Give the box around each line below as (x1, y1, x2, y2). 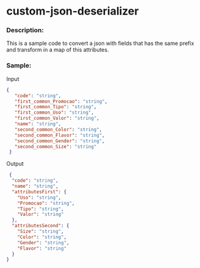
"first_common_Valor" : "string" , (14, 115, 99, 122)
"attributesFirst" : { (12, 188, 67, 195)
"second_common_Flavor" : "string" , (14, 132, 105, 138)
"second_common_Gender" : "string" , (14, 138, 105, 144)
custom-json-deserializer (6, 4, 139, 18)
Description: (6, 26, 44, 35)
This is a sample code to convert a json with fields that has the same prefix (6, 40, 195, 47)
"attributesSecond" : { (12, 223, 70, 229)
